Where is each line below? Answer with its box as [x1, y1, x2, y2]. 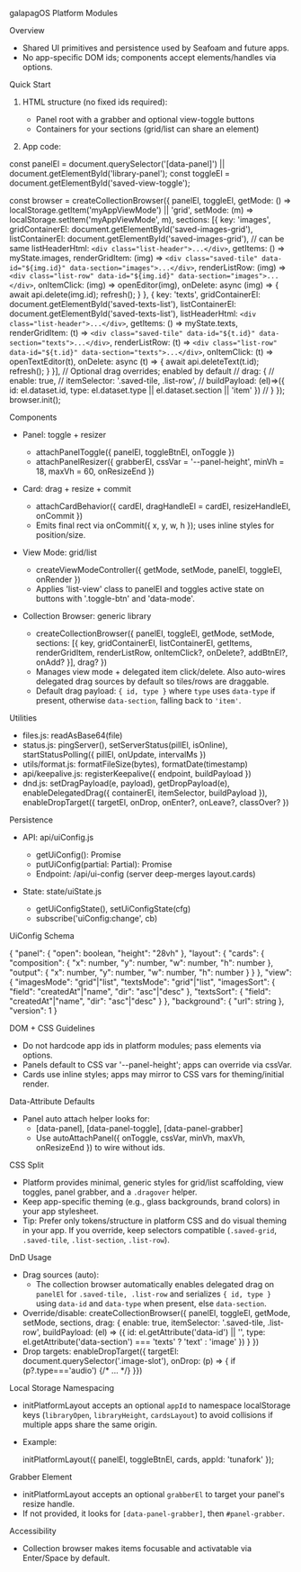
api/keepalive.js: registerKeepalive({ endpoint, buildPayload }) [22, 768, 252, 778]
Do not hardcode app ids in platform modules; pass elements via [22, 1040, 262, 1050]
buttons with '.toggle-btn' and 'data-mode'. [35, 594, 196, 604]
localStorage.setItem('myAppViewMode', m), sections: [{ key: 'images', [9, 214, 271, 224]
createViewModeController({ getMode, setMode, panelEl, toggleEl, [35, 565, 283, 575]
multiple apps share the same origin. [22, 1419, 158, 1430]
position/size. [35, 530, 86, 540]
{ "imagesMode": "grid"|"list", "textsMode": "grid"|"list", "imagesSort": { [9, 977, 276, 987]
